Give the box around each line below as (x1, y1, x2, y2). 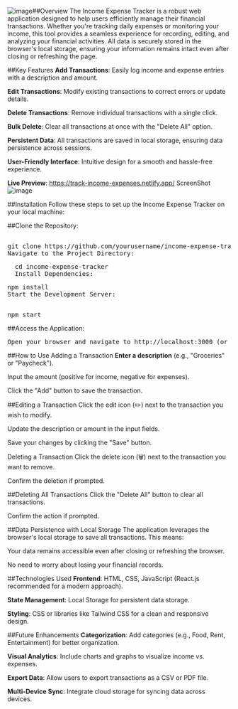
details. (7, 95, 29, 103)
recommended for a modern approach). (7, 582, 123, 590)
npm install (7, 283, 49, 291)
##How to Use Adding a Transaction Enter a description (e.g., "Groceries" (7, 351, 225, 359)
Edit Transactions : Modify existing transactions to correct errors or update (7, 87, 226, 95)
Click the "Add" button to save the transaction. (7, 386, 143, 395)
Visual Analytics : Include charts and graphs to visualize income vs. (7, 652, 205, 661)
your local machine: (7, 208, 65, 216)
